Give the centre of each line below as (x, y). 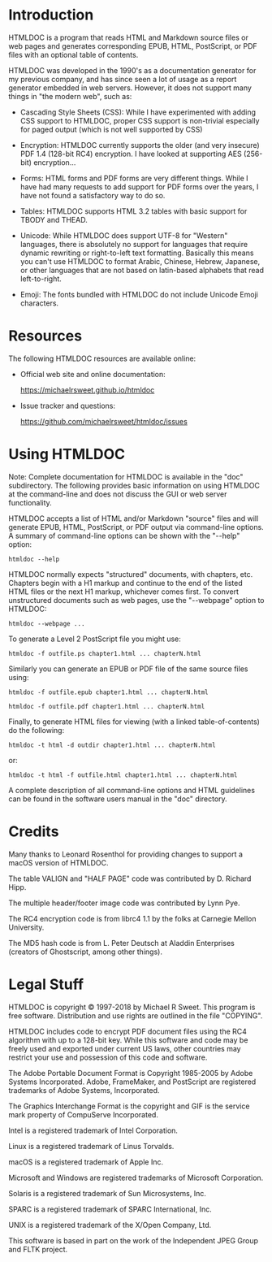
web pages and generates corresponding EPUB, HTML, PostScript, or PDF (133, 46)
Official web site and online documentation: (93, 374)
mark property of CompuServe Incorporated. (83, 1114)
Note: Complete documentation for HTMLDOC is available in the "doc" (126, 476)
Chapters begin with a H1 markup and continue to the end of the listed (126, 583)
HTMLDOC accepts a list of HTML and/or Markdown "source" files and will (134, 518)
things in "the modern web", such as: (70, 96)
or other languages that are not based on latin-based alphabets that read (142, 270)
